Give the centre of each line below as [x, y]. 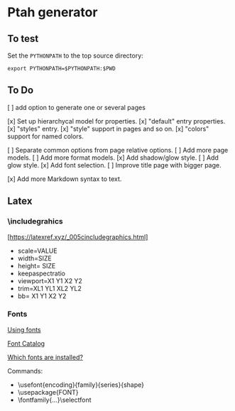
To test [23, 39]
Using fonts [24, 329]
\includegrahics [35, 221]
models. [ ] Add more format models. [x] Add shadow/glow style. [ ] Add [113, 158]
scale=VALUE [38, 251]
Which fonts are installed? [45, 357]
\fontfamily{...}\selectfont [54, 400]
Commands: [25, 371]
